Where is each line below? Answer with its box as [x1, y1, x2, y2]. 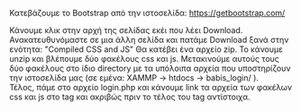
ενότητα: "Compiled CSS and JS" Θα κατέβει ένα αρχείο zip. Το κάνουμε [9, 44, 284, 55]
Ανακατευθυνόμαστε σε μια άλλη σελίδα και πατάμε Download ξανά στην [9, 35, 289, 45]
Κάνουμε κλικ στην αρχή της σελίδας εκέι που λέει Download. [9, 25, 243, 35]
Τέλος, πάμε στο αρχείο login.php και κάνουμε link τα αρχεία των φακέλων [9, 82, 293, 92]
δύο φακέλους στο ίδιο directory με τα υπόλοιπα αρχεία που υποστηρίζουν [9, 63, 291, 73]
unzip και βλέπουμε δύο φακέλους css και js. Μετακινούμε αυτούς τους [9, 54, 279, 64]
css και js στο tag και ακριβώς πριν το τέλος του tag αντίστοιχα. [9, 91, 251, 102]
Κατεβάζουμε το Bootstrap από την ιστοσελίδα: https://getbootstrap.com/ [9, 8, 286, 18]
